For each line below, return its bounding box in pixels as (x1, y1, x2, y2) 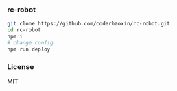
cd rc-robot (7, 27, 41, 34)
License (7, 62, 34, 71)
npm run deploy (7, 46, 51, 53)
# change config (7, 39, 54, 46)
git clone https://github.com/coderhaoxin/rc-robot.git (7, 21, 170, 27)
